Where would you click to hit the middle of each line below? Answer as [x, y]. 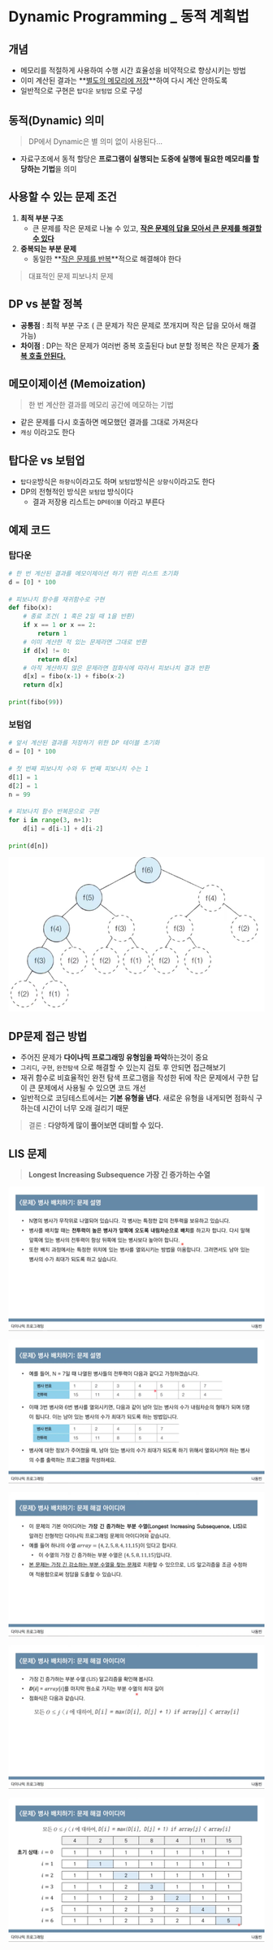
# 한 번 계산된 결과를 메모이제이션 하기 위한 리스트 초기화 [93, 573]
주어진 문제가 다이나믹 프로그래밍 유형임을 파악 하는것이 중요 [114, 1057]
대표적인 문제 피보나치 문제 [71, 276]
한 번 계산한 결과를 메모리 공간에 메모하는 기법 [101, 405]
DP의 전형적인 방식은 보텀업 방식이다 [77, 492]
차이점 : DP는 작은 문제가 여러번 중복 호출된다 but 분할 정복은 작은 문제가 [135, 346]
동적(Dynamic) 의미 [56, 120]
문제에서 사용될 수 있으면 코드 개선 [92, 1088]
